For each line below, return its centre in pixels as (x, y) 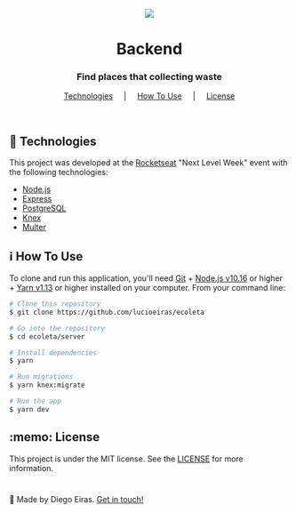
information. (32, 468)
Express (37, 199)
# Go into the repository (57, 328)
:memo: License (55, 437)
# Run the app (36, 401)
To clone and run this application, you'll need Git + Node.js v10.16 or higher (146, 278)
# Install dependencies (53, 353)
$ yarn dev (29, 409)
